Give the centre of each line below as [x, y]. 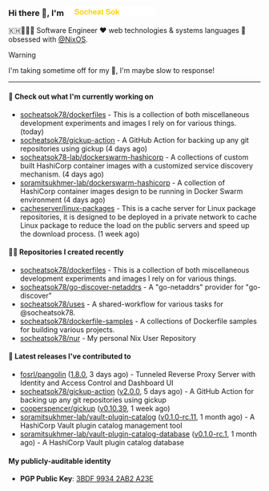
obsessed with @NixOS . [48, 39]
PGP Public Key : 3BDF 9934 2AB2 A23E [86, 479]
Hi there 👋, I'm [36, 13]
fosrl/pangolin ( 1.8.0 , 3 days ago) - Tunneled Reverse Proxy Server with [138, 374]
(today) [32, 132]
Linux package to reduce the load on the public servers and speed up [134, 225]
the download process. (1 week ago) [80, 233]
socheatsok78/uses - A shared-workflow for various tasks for [122, 304]
